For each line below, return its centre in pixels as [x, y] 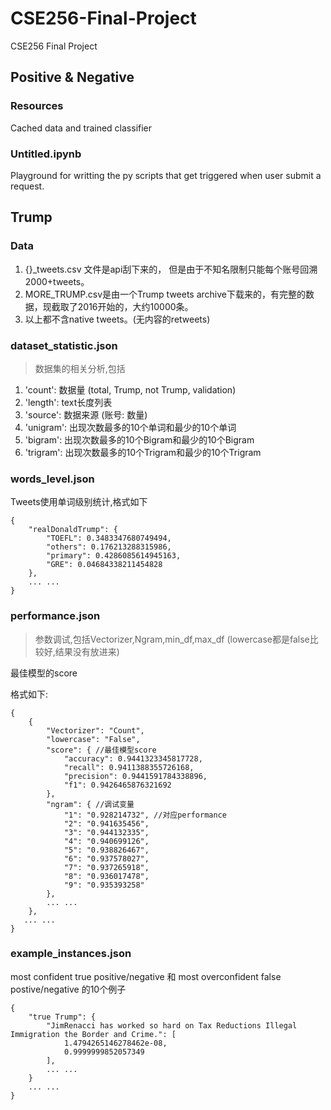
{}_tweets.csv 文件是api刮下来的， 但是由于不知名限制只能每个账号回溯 [171, 269]
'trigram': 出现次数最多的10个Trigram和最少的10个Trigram [143, 452]
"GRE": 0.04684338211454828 [104, 565]
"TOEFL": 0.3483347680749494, [109, 538]
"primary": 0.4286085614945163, [114, 556]
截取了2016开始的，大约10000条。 [122, 306]
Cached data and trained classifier [81, 128]
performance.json [55, 616]
